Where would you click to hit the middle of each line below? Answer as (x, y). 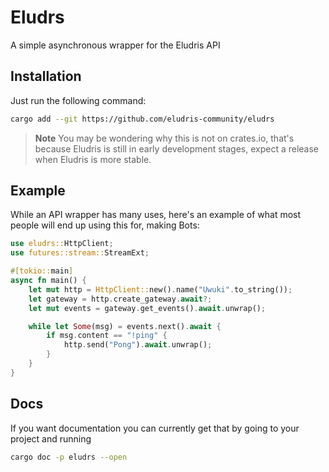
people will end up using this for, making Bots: (105, 225)
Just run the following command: (78, 100)
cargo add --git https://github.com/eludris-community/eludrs (142, 119)
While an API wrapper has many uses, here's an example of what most (156, 215)
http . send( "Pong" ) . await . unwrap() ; (138, 345)
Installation (46, 76)
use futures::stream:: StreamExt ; (80, 253)
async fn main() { (48, 281)
